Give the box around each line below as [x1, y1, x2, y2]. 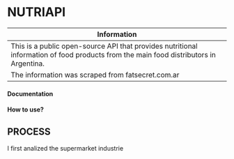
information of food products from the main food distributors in [10, 50, 216, 59]
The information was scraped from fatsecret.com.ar [10, 70, 180, 79]
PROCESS [7, 126, 51, 137]
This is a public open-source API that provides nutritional [10, 41, 198, 51]
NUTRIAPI [7, 4, 66, 20]
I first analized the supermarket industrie [7, 144, 124, 152]
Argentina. [10, 59, 45, 68]
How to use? [7, 105, 44, 114]
